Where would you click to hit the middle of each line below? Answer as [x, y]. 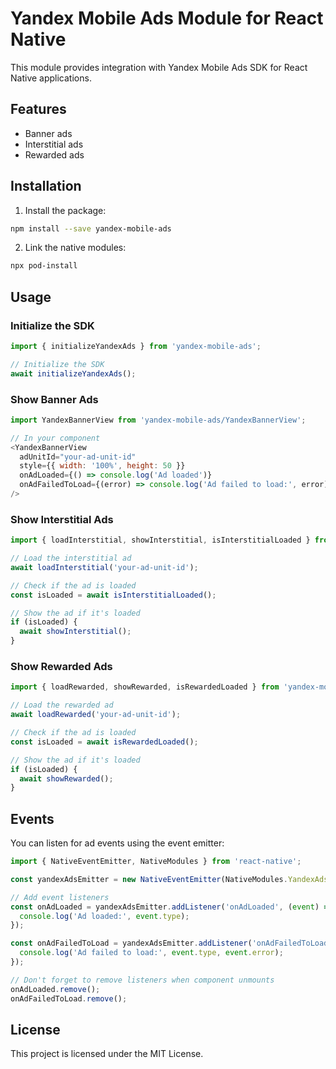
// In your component [55, 438]
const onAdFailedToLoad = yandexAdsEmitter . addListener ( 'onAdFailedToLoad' [171, 943]
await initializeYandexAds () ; [73, 373]
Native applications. [51, 78]
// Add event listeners [60, 897]
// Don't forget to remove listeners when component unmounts [142, 980]
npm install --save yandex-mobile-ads [91, 228]
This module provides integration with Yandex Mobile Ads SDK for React [159, 67]
